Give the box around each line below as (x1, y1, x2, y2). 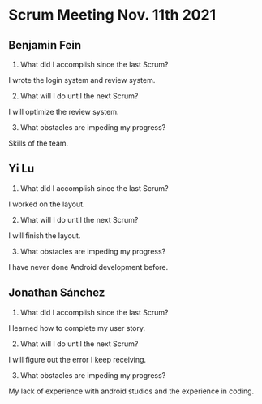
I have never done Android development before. (8, 262, 169, 272)
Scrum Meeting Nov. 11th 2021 (8, 6, 217, 24)
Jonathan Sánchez (8, 286, 105, 300)
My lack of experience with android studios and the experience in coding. (8, 386, 255, 396)
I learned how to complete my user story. (8, 323, 146, 332)
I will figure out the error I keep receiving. (8, 354, 147, 364)
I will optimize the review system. (8, 107, 119, 116)
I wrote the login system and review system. (8, 76, 156, 85)
